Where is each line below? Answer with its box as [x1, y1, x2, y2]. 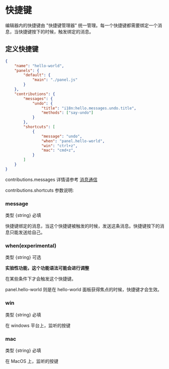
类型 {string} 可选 [5, 254, 41, 260]
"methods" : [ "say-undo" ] [41, 110, 94, 115]
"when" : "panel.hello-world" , [41, 139, 105, 144]
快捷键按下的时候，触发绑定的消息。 [18, 28, 94, 34]
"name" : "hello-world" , [14, 63, 65, 68]
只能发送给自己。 [9, 229, 45, 236]
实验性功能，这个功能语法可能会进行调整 [5, 265, 89, 271]
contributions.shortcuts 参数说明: [5, 187, 74, 193]
